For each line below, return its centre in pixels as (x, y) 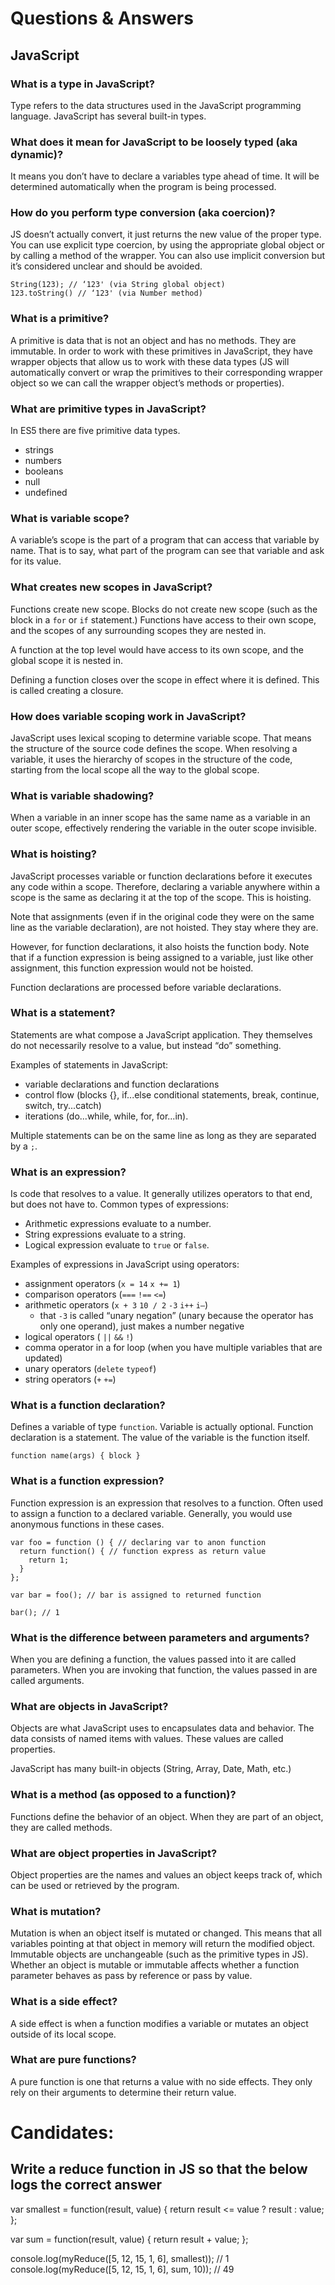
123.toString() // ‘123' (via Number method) (106, 293)
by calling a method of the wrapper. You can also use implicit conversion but (167, 256)
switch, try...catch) (63, 1105)
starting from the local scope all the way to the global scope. (135, 769)
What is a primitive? (60, 319)
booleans (44, 471)
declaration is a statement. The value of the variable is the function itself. (160, 1438)
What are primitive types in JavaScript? (108, 409)
